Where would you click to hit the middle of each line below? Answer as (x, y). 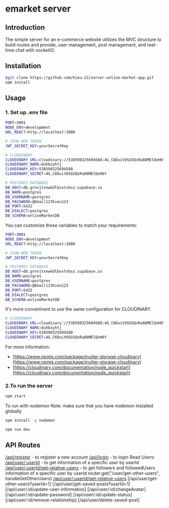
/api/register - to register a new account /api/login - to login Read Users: (80, 457)
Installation (23, 66)
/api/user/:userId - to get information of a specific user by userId (72, 463)
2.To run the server (29, 386)
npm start (16, 396)
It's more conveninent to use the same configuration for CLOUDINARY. (78, 309)
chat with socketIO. (35, 50)
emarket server (38, 9)
